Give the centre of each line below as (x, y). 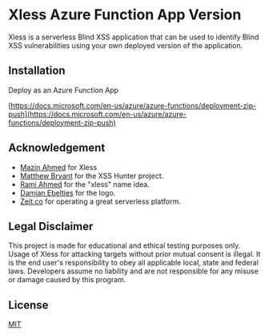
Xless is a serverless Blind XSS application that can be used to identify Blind (134, 37)
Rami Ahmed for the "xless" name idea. (85, 184)
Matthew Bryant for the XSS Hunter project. (92, 176)
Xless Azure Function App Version (125, 15)
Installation (37, 71)
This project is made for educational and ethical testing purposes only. (124, 245)
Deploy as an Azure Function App (63, 90)
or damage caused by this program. (67, 280)
